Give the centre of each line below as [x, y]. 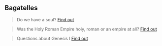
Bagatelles [21, 8]
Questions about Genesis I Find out [52, 38]
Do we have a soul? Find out [45, 19]
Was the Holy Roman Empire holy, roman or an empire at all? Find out [87, 29]
